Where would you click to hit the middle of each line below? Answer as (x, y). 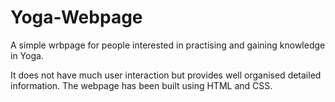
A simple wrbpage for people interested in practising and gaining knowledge (168, 45)
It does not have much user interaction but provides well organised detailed (166, 75)
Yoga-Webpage (76, 17)
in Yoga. (27, 55)
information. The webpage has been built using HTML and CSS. (141, 85)
